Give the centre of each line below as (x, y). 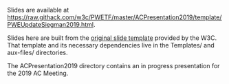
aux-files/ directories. (37, 52)
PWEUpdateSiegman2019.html (51, 24)
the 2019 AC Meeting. (38, 73)
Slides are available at (38, 10)
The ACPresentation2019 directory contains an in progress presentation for (113, 66)
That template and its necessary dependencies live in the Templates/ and (111, 45)
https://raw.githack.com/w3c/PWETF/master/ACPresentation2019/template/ (115, 17)
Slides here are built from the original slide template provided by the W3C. (112, 38)
